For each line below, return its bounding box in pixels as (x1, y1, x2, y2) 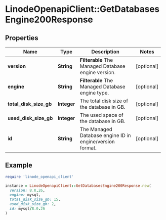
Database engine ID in (80, 132, 131, 139)
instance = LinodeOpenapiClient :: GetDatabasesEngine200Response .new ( (5, 183, 152, 188)
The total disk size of (80, 97, 128, 104)
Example (5, 161, 33, 170)
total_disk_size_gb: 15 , (9, 197, 61, 202)
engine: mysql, (9, 192, 41, 197)
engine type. (80, 89, 109, 96)
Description (91, 48, 120, 55)
